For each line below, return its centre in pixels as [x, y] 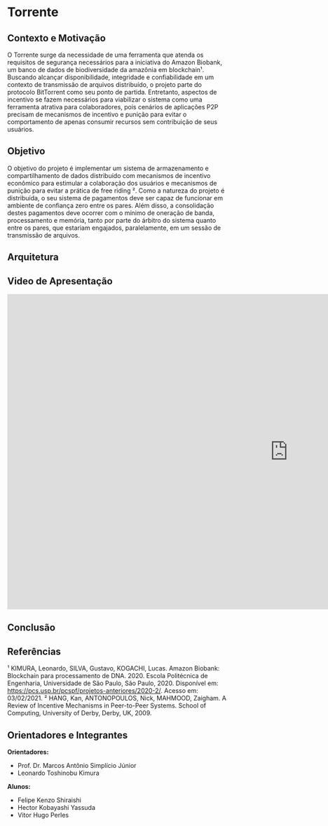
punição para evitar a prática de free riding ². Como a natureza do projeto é [116, 191]
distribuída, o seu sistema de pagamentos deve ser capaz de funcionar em [115, 198]
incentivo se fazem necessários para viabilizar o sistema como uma [105, 99]
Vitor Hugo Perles [43, 815]
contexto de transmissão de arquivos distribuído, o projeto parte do [104, 84]
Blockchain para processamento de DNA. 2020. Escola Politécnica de [108, 676]
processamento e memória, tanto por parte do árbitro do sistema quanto [112, 220]
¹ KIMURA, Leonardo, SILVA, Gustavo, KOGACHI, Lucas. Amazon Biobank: [114, 668]
